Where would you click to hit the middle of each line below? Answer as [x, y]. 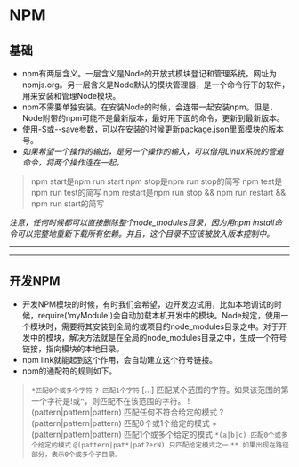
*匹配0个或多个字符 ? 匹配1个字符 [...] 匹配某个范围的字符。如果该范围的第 [160, 390]
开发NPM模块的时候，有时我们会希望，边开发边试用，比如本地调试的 [148, 304]
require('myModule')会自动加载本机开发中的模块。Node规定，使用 [159, 315]
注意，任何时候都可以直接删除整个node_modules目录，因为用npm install [142, 222]
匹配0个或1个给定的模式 [167, 423]
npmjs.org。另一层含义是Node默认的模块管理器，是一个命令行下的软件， [156, 85]
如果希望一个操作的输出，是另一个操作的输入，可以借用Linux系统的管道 [153, 151]
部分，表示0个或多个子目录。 [76, 455]
